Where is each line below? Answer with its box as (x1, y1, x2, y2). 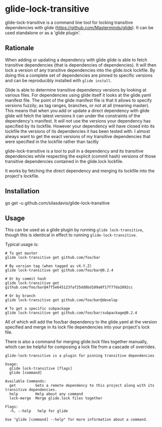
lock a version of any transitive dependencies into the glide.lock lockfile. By (5, 67, 156, 73)
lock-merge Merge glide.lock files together (9, 396, 103, 401)
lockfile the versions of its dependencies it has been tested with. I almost (5, 128, 150, 134)
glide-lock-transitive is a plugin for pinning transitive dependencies (5, 354, 155, 358)
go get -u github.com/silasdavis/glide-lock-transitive (5, 200, 110, 206)
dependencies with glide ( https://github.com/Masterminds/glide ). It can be (5, 24, 154, 30)
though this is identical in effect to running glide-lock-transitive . (5, 232, 137, 238)
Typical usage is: (5, 242, 39, 248)
